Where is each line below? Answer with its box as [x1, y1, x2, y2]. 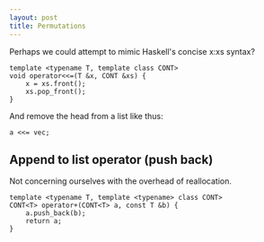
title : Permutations [9, 22, 87, 30]
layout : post [9, 13, 58, 22]
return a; [25, 217, 63, 226]
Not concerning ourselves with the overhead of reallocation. [9, 176, 232, 186]
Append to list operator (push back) [9, 151, 214, 167]
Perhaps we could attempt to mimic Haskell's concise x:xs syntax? [9, 46, 256, 56]
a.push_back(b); [25, 209, 87, 218]
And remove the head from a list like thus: [9, 110, 163, 121]
